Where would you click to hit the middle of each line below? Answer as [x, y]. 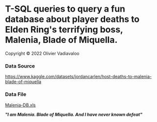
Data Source [20, 66]
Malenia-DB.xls [20, 105]
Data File [16, 94]
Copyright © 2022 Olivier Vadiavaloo [42, 53]
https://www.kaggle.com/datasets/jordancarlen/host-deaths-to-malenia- [78, 77]
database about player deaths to [72, 19]
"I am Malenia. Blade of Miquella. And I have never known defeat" [74, 114]
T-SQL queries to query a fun [65, 9]
